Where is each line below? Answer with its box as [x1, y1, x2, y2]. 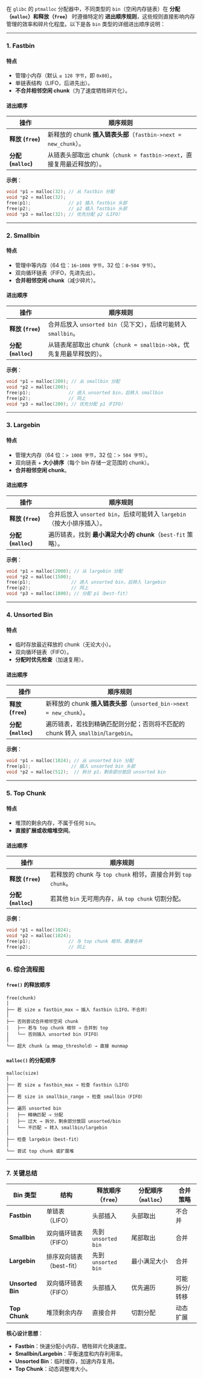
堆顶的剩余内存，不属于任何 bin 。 [14, 819, 100, 827]
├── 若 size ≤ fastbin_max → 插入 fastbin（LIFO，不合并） [6, 1007, 150, 1013]
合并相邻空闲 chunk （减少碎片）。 [14, 276, 99, 284]
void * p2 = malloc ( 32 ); [6, 194, 66, 201]
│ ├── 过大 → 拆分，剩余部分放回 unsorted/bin [6, 1118, 121, 1125]
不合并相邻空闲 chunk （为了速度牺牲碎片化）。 [14, 87, 131, 94]
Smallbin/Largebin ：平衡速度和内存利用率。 [14, 1350, 126, 1357]
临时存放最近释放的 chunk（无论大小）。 [14, 641, 115, 648]
